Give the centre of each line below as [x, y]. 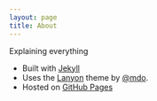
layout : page [33, 17]
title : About [33, 26]
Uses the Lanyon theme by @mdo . [85, 77]
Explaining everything [49, 50]
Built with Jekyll [51, 68]
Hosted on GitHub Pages [67, 87]
